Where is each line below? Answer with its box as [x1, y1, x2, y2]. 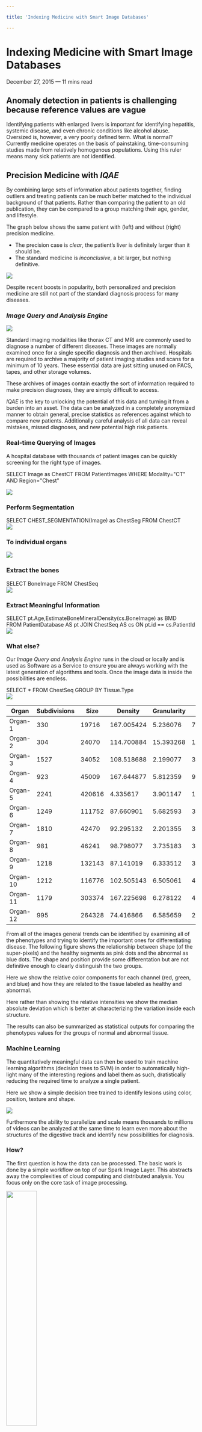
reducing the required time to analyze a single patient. [6, 1077, 140, 1084]
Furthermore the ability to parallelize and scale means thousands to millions [6, 1118, 194, 1126]
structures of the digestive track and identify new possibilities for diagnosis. [6, 1131, 194, 1138]
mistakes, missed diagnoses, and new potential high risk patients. [6, 424, 169, 431]
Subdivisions [36, 707, 75, 715]
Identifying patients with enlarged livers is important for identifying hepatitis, [6, 121, 195, 128]
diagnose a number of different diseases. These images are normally [6, 343, 177, 350]
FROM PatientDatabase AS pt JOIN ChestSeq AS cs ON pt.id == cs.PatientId [6, 621, 195, 628]
